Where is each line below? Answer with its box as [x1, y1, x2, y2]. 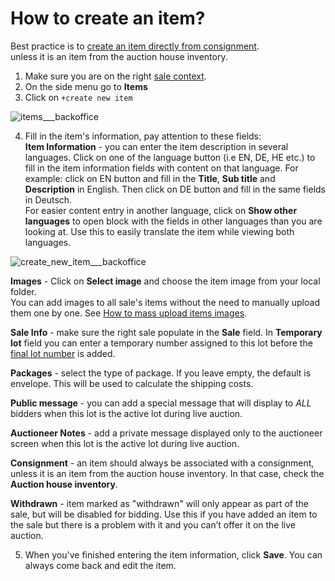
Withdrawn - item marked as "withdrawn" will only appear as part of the [10, 497, 309, 509]
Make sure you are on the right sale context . [24, 70, 207, 82]
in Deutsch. [24, 193, 73, 206]
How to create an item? [10, 7, 206, 30]
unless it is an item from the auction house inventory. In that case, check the [10, 467, 325, 479]
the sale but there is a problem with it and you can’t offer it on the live [10, 518, 297, 531]
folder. [10, 285, 37, 297]
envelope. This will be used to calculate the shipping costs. [10, 377, 254, 389]
